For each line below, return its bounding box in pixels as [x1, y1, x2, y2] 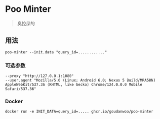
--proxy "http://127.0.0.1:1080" [5, 74, 74, 79]
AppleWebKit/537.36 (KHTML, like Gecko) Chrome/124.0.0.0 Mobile [5, 82, 142, 87]
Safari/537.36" [5, 86, 37, 92]
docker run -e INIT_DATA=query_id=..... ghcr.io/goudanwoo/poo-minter [5, 109, 154, 114]
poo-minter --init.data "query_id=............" [5, 49, 107, 55]
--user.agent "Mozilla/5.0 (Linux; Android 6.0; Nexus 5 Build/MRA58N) [5, 78, 156, 83]
